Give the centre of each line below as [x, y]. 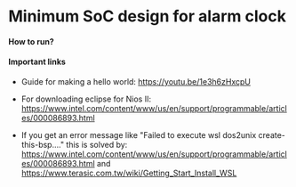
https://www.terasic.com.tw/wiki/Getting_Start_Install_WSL [129, 173]
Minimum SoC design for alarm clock [147, 16]
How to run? [31, 41]
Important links [37, 62]
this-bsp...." [42, 144]
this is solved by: [96, 144]
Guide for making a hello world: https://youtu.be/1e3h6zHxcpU [136, 81]
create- [272, 134]
